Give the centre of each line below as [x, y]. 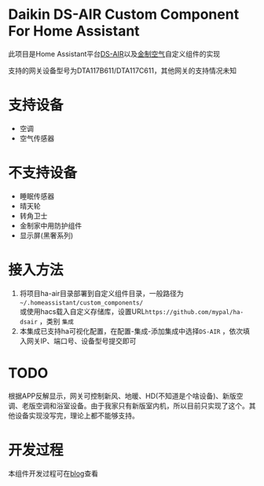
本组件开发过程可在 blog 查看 [53, 473]
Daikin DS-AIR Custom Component [124, 15]
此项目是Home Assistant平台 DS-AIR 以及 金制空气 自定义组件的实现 [114, 53]
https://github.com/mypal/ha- [194, 312]
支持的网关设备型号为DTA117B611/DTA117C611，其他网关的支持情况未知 [123, 70]
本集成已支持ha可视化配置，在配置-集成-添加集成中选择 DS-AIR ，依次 [131, 331]
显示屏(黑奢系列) [46, 235]
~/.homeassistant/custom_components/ [81, 303]
